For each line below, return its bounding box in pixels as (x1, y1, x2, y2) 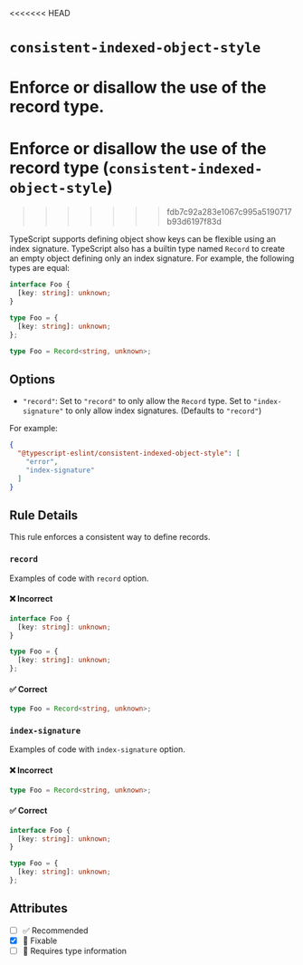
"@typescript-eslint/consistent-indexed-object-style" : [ (17, 449, 241, 458)
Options (9, 372, 56, 387)
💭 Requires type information (22, 945, 128, 956)
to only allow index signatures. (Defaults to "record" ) (65, 405, 262, 416)
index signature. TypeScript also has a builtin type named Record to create (9, 244, 286, 255)
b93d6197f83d (166, 217, 222, 227)
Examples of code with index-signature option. (9, 744, 185, 755)
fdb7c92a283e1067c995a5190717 (166, 207, 292, 217)
